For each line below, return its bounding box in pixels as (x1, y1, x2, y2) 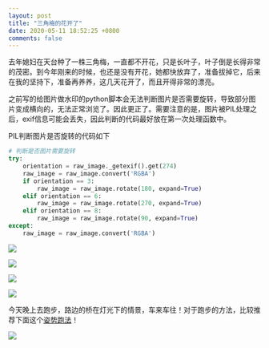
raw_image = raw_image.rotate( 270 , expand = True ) (37, 200, 203, 208)
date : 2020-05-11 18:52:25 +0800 (8, 26, 120, 34)
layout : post (8, 11, 52, 20)
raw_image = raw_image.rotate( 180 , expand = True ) (37, 184, 203, 192)
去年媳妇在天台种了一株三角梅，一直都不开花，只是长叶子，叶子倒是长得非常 (8, 57, 261, 67)
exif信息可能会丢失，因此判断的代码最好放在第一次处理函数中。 (22, 114, 231, 124)
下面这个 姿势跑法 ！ (14, 314, 78, 325)
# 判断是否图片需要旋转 (8, 148, 76, 156)
